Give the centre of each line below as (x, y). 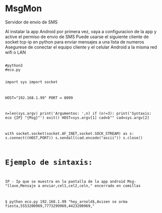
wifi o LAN (15, 52)
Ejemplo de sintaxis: (49, 162)
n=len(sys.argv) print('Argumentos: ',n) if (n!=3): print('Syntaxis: (78, 114)
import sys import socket (31, 82)
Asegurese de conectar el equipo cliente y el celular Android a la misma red (81, 47)
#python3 (14, 65)
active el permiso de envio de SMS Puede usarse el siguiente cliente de (77, 37)
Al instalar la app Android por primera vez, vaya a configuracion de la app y (81, 31)
